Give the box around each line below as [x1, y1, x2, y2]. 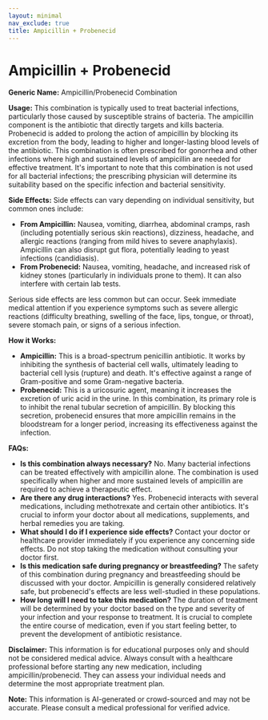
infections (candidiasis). [19, 253, 99, 263]
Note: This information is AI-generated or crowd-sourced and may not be [8, 694, 250, 704]
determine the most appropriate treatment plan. [8, 679, 166, 689]
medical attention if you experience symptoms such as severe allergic [8, 303, 238, 313]
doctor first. [19, 552, 59, 562]
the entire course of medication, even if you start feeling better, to [19, 621, 238, 630]
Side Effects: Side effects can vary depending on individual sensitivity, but [8, 196, 254, 205]
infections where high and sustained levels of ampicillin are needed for [8, 154, 242, 164]
